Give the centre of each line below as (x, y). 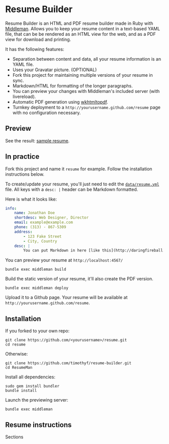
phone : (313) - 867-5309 (40, 227)
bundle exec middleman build (36, 269)
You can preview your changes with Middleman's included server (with (86, 91)
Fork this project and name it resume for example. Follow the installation (79, 169)
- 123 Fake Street (43, 236)
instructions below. (25, 174)
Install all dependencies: (30, 377)
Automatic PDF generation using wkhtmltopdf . (60, 102)
